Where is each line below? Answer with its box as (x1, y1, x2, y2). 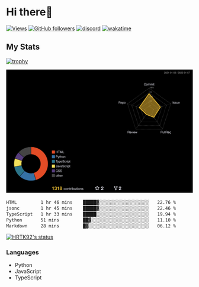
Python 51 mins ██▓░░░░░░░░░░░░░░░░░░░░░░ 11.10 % (6, 217, 176, 223)
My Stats (6, 42, 40, 52)
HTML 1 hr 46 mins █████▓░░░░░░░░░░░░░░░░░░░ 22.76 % (6, 199, 176, 206)
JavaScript (14, 268, 41, 275)
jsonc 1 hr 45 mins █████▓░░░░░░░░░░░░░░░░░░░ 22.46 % (6, 205, 176, 211)
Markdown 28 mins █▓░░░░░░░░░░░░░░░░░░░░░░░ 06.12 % (6, 223, 176, 229)
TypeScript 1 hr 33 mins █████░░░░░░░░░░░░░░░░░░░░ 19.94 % (6, 211, 176, 217)
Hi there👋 (6, 5, 53, 19)
